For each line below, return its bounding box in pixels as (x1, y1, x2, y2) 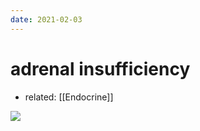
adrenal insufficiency (10, 57, 191, 80)
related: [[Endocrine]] (24, 91, 114, 103)
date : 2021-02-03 (10, 14, 83, 25)
